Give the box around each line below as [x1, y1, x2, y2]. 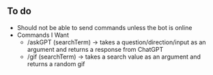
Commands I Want [16, 31, 70, 39]
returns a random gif [27, 59, 85, 67]
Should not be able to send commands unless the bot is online [16, 23, 193, 31]
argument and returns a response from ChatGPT [27, 45, 164, 53]
